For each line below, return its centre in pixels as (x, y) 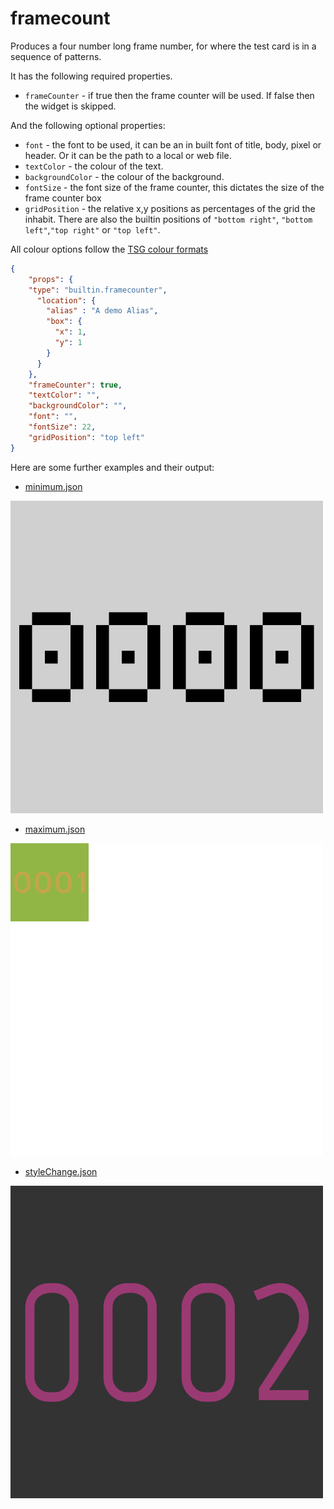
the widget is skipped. (70, 106)
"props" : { (51, 279)
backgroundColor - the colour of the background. (124, 176)
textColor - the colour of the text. (94, 166)
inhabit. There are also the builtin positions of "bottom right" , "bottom (168, 219)
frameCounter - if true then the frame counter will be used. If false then (169, 95)
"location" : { (66, 300)
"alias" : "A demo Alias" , (102, 311)
